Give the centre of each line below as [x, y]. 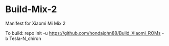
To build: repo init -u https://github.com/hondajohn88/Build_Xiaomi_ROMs [83, 33]
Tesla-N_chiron [25, 38]
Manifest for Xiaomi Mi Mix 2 [35, 23]
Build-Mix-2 [31, 9]
